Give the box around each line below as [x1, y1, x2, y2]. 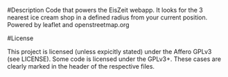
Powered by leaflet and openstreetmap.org [7, 21, 130, 28]
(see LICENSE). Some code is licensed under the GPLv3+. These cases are [7, 55, 222, 63]
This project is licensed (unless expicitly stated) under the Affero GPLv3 [7, 48, 212, 55]
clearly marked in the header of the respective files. [7, 62, 155, 70]
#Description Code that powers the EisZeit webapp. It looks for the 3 [7, 6, 203, 14]
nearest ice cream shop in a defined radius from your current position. [7, 13, 208, 22]
